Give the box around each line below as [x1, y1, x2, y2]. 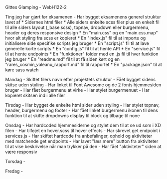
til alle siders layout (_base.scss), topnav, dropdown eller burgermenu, [5, 24, 150, 30]
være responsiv [5, 149, 37, 155]
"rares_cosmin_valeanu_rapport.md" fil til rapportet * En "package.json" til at [5, 62, 162, 67]
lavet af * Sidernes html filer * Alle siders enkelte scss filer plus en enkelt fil [5, 19, 160, 25]
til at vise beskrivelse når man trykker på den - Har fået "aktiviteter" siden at [5, 144, 162, 149]
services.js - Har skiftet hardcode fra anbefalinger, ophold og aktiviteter [5, 133, 153, 139]
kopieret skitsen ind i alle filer [5, 92, 65, 98]
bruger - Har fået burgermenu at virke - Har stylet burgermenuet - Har [5, 87, 150, 93]
